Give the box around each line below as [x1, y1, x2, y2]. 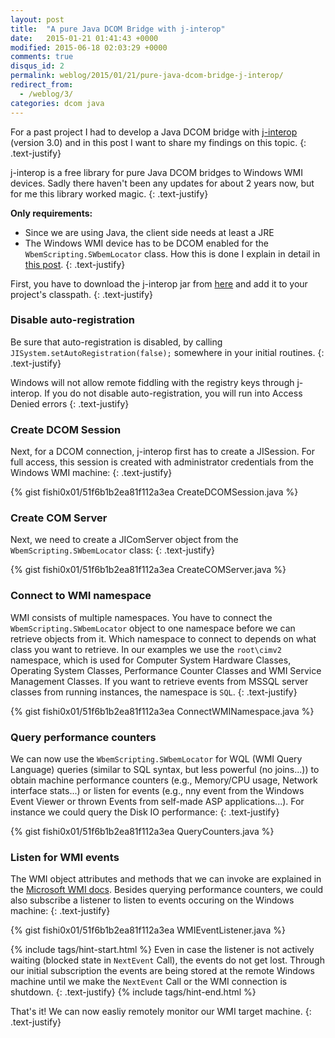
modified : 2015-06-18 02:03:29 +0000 [10, 42, 168, 53]
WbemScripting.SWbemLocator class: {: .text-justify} [10, 544, 216, 556]
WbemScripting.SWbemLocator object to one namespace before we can [10, 622, 296, 634]
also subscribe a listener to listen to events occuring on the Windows [10, 894, 295, 906]
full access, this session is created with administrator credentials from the [10, 456, 315, 468]
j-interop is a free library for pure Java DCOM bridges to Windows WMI [10, 166, 303, 178]
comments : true [10, 52, 74, 62]
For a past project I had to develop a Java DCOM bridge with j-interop [10, 126, 298, 138]
